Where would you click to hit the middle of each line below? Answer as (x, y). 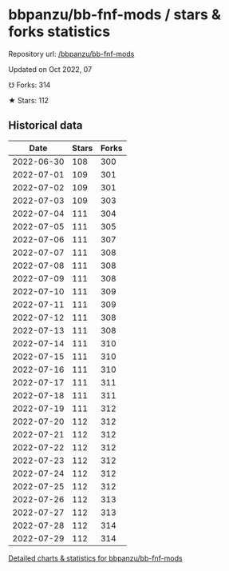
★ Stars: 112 (29, 100)
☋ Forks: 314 (30, 85)
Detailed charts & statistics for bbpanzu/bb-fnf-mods (95, 558)
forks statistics (59, 32)
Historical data (45, 126)
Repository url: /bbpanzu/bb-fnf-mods (71, 54)
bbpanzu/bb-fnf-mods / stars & (114, 15)
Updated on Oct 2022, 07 (50, 69)
